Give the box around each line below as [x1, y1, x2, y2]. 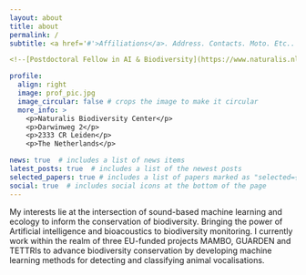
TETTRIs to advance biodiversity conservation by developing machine [9, 245, 272, 256]
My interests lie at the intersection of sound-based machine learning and [9, 206, 282, 217]
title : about [9, 22, 59, 31]
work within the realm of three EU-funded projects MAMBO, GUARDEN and [9, 235, 291, 246]
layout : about [9, 13, 64, 23]
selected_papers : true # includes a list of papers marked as [9, 172, 250, 182]
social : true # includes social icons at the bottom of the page [9, 181, 267, 190]
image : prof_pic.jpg [17, 88, 96, 97]
